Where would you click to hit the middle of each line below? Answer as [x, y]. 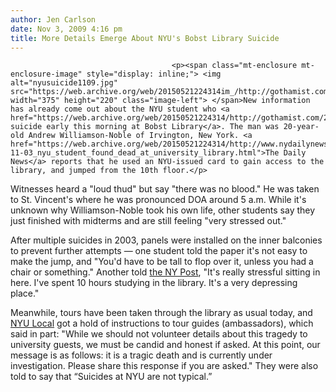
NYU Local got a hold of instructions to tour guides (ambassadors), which [162, 323]
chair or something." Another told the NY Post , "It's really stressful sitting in [165, 272]
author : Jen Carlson [53, 19]
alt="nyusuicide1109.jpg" [64, 83]
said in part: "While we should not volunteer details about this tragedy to [159, 334]
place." [25, 293]
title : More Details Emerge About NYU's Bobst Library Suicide [145, 38]
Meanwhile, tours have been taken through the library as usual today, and [161, 313]
